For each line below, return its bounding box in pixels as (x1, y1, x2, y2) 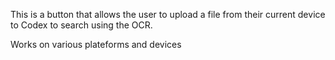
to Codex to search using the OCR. (10, 19, 153, 31)
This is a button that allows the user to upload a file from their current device (10, 9, 326, 20)
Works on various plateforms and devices (10, 39, 182, 50)
